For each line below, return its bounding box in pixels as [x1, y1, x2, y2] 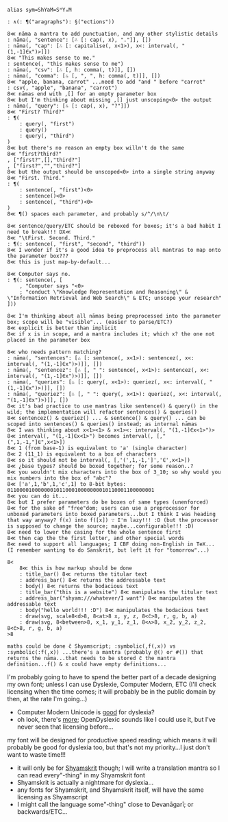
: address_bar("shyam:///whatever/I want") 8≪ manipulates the [19, 595, 206, 602]
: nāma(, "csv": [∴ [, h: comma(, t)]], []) [7, 67, 136, 73]
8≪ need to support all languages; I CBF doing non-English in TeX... [7, 541, 215, 548]
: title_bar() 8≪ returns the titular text [19, 571, 148, 578]
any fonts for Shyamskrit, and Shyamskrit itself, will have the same [16, 786, 204, 794]
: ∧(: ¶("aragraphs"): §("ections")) [7, 19, 115, 25]
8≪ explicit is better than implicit [7, 325, 117, 331]
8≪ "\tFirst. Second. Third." [7, 235, 96, 242]
